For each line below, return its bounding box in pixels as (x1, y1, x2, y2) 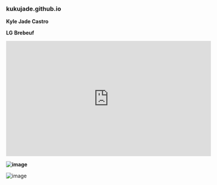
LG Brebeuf (6, 29, 35, 36)
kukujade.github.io (6, 5, 61, 13)
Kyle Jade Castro (6, 18, 49, 25)
